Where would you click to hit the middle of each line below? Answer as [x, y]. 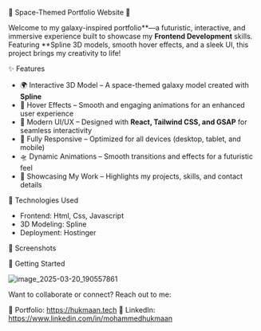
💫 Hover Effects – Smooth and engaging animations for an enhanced [132, 105]
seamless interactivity [56, 130]
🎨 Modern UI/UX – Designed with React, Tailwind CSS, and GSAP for [133, 122]
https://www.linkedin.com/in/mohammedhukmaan [91, 318]
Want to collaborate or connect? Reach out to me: [90, 294]
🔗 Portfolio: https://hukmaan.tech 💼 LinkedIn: [82, 310]
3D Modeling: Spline [53, 224]
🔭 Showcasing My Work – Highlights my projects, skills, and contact [131, 176]
